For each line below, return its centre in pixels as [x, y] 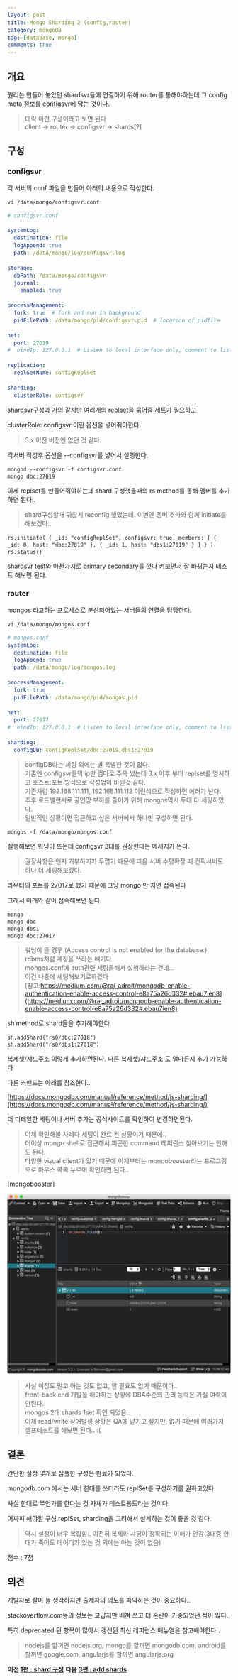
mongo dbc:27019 [31, 476]
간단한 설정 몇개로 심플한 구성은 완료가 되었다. [71, 1473]
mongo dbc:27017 [31, 936]
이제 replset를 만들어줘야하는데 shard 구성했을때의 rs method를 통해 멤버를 [112, 491]
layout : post [27, 15]
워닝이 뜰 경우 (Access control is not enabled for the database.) [116, 950]
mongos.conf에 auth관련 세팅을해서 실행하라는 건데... [100, 967]
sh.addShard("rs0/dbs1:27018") [53, 1044]
